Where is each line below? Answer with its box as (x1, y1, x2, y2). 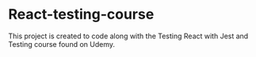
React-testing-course (8, 5, 155, 23)
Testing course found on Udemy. (8, 39, 116, 48)
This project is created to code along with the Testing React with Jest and (8, 31, 249, 41)
